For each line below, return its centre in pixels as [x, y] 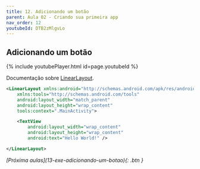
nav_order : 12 [24, 23]
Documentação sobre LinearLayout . [50, 78]
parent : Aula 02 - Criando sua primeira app [62, 17]
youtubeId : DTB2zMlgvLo [36, 28]
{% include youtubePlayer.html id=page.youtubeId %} [72, 66]
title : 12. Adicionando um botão [48, 12]
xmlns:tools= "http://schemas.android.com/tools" [78, 94]
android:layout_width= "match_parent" [64, 100]
